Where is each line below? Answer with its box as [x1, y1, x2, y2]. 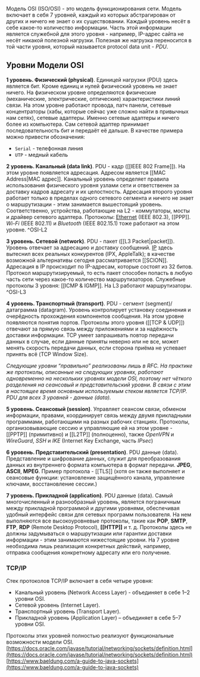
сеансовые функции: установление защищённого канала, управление [6, 474, 185, 481]
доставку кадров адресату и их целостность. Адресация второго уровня [6, 188, 192, 195]
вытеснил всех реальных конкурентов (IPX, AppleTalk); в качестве [6, 250, 176, 257]
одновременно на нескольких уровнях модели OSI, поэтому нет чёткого [6, 375, 192, 382]
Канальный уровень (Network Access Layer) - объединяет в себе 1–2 [14, 589, 190, 596]
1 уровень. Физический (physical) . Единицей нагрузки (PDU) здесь [6, 76, 178, 83]
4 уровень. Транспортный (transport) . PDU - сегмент [6, 299, 144, 307]
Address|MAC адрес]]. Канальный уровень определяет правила [6, 175, 169, 183]
